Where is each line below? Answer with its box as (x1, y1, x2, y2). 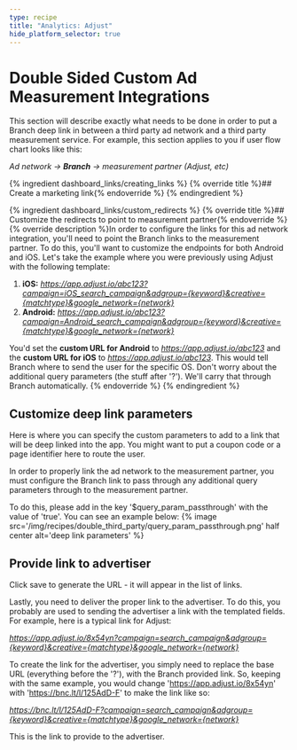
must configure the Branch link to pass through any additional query (9, 475, 258, 486)
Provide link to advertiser (9, 556, 152, 571)
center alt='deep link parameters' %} (9, 530, 145, 541)
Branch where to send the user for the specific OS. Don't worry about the (9, 362, 277, 372)
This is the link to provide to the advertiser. (9, 730, 166, 741)
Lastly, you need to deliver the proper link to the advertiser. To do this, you (9, 596, 281, 607)
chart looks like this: (9, 144, 82, 155)
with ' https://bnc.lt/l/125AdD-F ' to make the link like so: (9, 687, 210, 698)
